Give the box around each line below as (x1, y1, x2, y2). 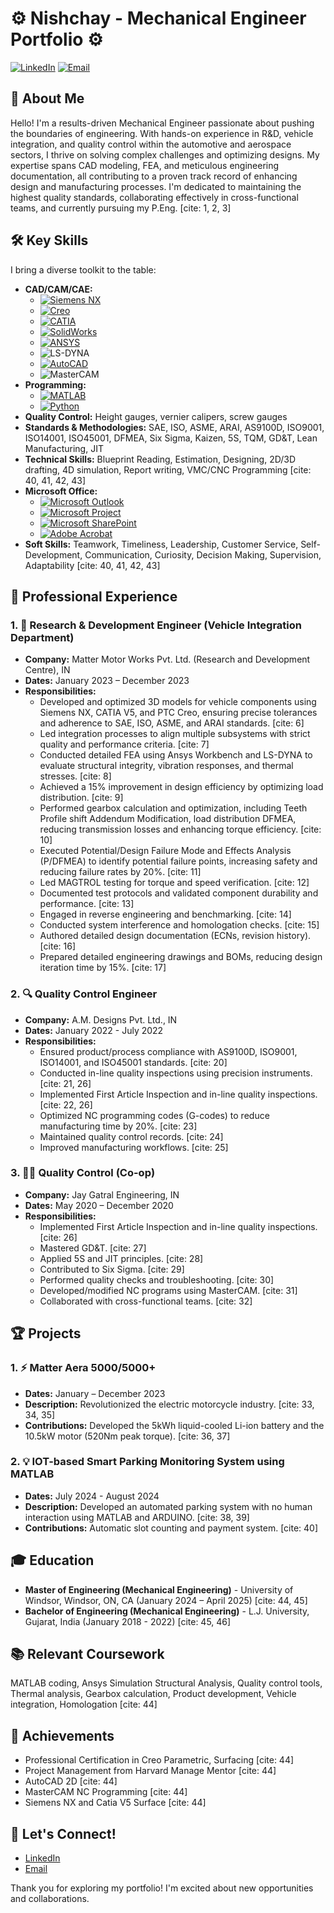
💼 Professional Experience (10, 588, 178, 605)
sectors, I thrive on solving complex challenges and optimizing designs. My (10, 148, 320, 161)
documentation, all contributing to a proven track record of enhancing (10, 170, 298, 182)
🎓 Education (10, 1552, 95, 1569)
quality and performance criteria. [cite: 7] (39, 738, 210, 751)
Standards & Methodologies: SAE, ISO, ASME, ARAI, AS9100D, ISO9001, (24, 421, 325, 433)
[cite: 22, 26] (39, 1098, 93, 1111)
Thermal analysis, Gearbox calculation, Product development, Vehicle (10, 1688, 297, 1700)
